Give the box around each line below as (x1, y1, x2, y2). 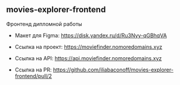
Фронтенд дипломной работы (6, 20, 82, 27)
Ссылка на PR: (14, 66, 52, 73)
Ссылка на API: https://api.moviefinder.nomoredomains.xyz (14, 54, 162, 61)
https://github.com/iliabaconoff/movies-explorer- (52, 66, 174, 73)
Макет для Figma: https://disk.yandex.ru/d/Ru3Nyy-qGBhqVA (14, 32, 167, 39)
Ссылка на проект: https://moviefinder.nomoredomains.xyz (14, 43, 163, 50)
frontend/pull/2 (14, 72, 52, 79)
